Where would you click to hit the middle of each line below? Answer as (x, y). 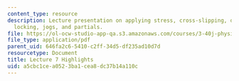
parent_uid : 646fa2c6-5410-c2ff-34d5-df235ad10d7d (84, 46)
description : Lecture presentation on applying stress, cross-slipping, (117, 20)
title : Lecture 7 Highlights (51, 60)
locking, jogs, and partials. (58, 27)
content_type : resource (43, 14)
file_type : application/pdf (49, 40)
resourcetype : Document (43, 54)
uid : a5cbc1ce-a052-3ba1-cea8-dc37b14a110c (73, 66)
